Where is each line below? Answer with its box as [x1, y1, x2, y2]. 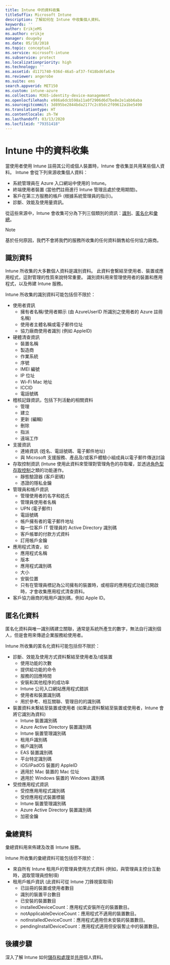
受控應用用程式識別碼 [20, 788, 65, 794]
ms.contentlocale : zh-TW [5, 112, 58, 117]
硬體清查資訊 [12, 334, 40, 340]
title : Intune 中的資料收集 [5, 7, 60, 13]
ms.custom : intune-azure [5, 88, 58, 93]
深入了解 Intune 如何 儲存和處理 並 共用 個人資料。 [5, 954, 106, 960]
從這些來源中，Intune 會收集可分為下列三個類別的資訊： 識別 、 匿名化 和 [5, 210, 154, 216]
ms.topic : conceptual [5, 45, 51, 51]
